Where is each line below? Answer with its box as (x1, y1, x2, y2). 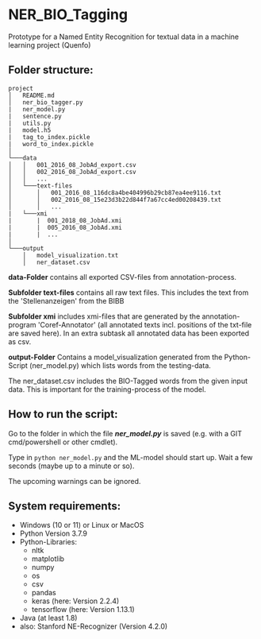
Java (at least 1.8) (19, 614, 78, 623)
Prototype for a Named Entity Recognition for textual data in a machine (8, 32, 240, 41)
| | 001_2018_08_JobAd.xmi (8, 216, 123, 224)
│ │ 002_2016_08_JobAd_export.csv (8, 168, 136, 176)
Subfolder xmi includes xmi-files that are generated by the (8, 312, 201, 321)
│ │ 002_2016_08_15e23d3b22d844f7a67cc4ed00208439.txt (8, 196, 222, 203)
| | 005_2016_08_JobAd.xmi (8, 223, 123, 231)
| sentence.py (8, 112, 62, 120)
